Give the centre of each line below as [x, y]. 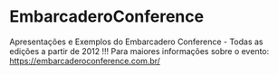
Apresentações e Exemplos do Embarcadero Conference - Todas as [137, 42]
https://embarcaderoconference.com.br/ [85, 61]
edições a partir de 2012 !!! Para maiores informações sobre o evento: [139, 51]
